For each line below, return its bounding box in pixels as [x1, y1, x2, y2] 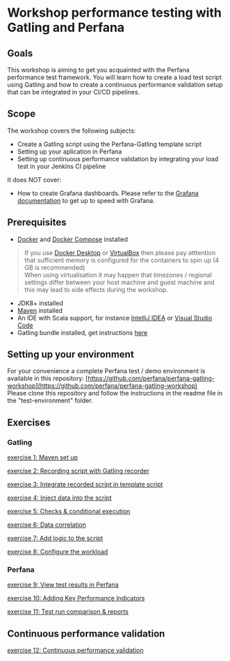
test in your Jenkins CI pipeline [17, 162, 106, 170]
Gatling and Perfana [7, 19, 125, 35]
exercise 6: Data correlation [7, 521, 87, 529]
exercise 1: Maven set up [7, 453, 79, 462]
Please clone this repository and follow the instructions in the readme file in [7, 389, 223, 398]
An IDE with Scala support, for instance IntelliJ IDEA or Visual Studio [17, 313, 213, 322]
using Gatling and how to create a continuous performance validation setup [7, 81, 224, 88]
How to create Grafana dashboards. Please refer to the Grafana [17, 189, 199, 197]
